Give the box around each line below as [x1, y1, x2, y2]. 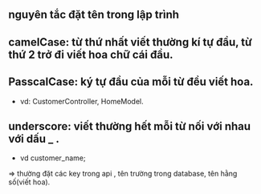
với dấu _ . [8, 131, 60, 145]
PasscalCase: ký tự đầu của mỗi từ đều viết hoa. [8, 75, 254, 89]
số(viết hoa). [8, 177, 51, 187]
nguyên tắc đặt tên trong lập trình [8, 8, 179, 22]
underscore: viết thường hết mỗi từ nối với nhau [8, 119, 251, 133]
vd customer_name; [19, 153, 86, 163]
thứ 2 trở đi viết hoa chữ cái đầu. [8, 47, 173, 61]
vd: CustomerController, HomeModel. [19, 96, 145, 106]
